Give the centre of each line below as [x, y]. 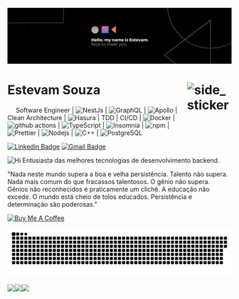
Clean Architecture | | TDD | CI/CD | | [91, 117]
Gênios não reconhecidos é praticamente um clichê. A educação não [108, 189]
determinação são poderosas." [52, 204]
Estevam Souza [54, 90]
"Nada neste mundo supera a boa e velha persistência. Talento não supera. [118, 174]
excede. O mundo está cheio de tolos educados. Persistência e [100, 197]
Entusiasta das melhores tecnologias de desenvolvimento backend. [121, 160]
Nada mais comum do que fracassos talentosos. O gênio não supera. [109, 181]
